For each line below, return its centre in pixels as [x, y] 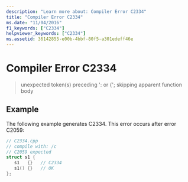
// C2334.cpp [22, 141]
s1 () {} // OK [34, 168]
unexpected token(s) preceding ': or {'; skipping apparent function [101, 84]
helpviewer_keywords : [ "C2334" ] [46, 34]
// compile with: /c [32, 146]
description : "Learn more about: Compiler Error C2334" [76, 12]
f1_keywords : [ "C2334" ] [35, 28]
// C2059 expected [29, 152]
